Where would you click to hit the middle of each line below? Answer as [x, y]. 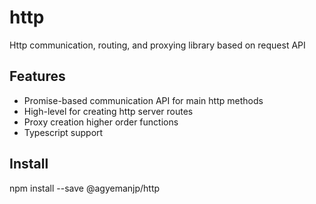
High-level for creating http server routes [108, 111]
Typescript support [63, 132]
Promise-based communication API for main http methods [143, 100]
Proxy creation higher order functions [101, 122]
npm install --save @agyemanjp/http [85, 188]
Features [37, 76]
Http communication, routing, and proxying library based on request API [157, 45]
